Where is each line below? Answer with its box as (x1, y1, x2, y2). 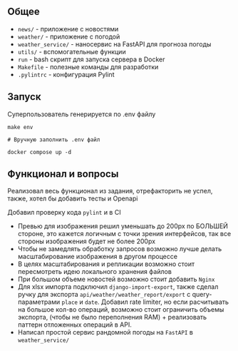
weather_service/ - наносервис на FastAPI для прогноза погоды (17, 39, 212, 49)
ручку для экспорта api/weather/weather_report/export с (17, 290, 191, 299)
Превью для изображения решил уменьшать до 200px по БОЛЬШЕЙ (17, 222, 228, 230)
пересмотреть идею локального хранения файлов (17, 268, 172, 276)
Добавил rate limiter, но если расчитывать (100, 297, 229, 306)
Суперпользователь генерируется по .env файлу (7, 110, 156, 118)
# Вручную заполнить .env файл (7, 136, 100, 143)
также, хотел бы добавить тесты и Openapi (7, 194, 138, 203)
